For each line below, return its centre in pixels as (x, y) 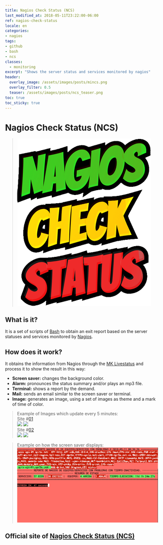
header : (13, 77)
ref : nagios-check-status (31, 20)
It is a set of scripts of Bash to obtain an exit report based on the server (76, 331)
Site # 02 (25, 429)
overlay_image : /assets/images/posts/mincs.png (58, 82)
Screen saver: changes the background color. (58, 378)
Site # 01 (25, 419)
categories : (17, 31)
